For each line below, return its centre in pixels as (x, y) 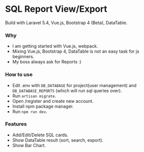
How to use (19, 75)
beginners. (23, 57)
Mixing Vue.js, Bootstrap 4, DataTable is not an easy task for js (76, 51)
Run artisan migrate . (34, 96)
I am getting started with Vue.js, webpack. (55, 46)
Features (16, 124)
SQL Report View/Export (56, 9)
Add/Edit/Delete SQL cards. (40, 135)
